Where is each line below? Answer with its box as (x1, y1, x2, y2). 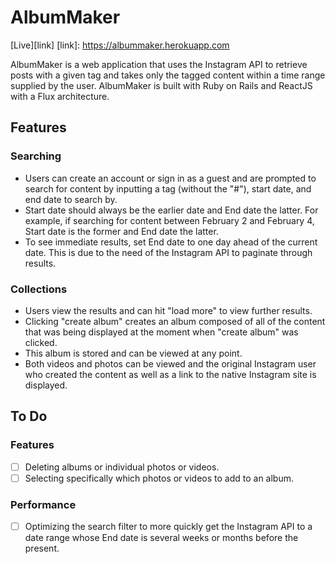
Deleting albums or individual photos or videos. (24, 461, 220, 473)
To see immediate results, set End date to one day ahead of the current (24, 236, 318, 248)
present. (24, 542, 60, 555)
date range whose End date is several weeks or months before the (24, 532, 299, 544)
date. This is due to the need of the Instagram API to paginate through (24, 246, 313, 258)
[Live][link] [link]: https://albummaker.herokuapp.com (10, 39, 230, 51)
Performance (10, 497, 77, 511)
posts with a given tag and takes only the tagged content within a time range (10, 69, 326, 81)
